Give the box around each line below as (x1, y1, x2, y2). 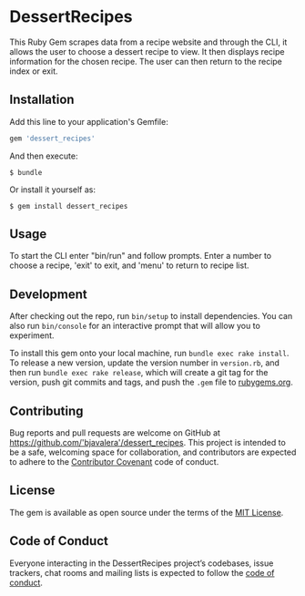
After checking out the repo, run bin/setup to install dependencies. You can (9, 311, 293, 322)
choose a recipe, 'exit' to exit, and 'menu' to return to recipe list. (9, 260, 249, 271)
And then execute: (9, 150, 78, 161)
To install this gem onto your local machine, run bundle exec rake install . (9, 348, 290, 359)
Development (9, 286, 88, 302)
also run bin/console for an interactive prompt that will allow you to (9, 321, 261, 332)
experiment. (9, 330, 55, 341)
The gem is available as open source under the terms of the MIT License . (9, 507, 284, 518)
